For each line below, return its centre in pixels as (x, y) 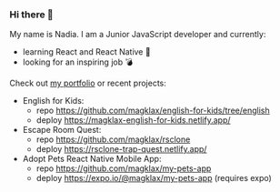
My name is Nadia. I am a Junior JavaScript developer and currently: (138, 35)
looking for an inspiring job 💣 (78, 62)
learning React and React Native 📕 (87, 52)
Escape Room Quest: (62, 130)
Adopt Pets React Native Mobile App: (92, 159)
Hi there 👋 (32, 15)
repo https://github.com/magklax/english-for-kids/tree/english (153, 111)
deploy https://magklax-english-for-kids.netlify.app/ (133, 120)
